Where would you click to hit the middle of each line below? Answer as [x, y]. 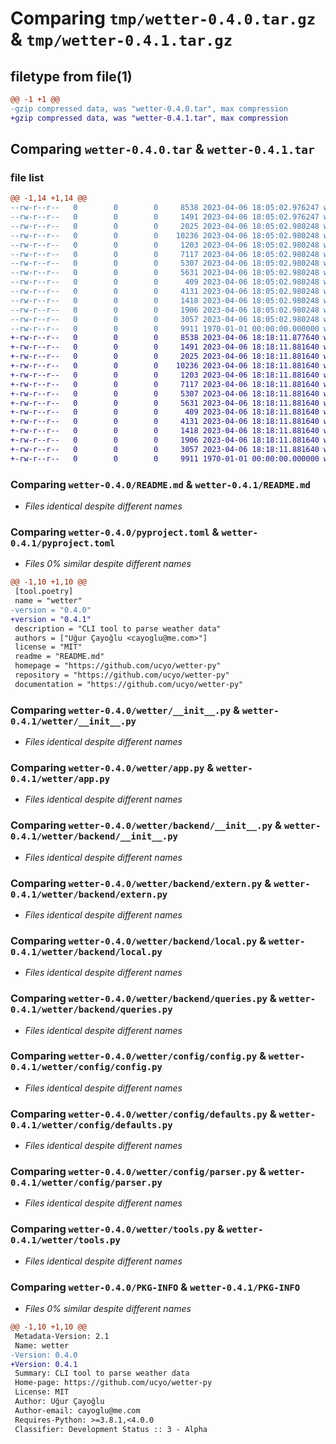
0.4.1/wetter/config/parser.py [86, 1183]
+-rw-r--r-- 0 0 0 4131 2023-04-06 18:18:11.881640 [165, 422]
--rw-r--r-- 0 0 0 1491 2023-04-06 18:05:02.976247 [165, 217]
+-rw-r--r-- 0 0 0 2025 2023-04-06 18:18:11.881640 [165, 357]
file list [27, 177]
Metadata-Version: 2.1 [62, 1336]
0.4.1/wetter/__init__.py [73, 721]
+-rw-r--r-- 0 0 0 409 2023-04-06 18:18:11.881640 [165, 412]
